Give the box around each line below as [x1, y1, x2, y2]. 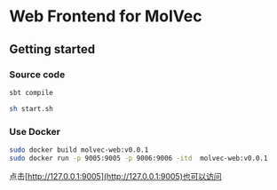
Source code [9, 68, 66, 81]
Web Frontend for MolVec [9, 6, 202, 27]
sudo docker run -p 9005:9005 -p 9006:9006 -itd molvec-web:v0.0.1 [9, 154, 268, 162]
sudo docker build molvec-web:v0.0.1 [9, 145, 149, 154]
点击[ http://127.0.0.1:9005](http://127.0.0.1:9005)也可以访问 [9, 170, 222, 181]
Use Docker [9, 125, 60, 138]
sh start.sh [9, 104, 53, 113]
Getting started [9, 42, 96, 57]
